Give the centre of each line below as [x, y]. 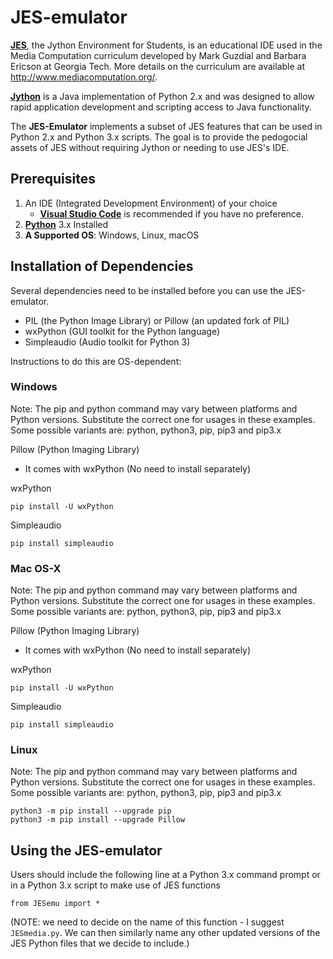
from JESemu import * [55, 904]
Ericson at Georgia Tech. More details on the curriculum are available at [158, 66]
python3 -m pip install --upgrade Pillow [98, 820]
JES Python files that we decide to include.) [100, 943]
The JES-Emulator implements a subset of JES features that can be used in [166, 126]
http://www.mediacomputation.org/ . [84, 77]
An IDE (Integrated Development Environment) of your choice [151, 203]
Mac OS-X [36, 568]
